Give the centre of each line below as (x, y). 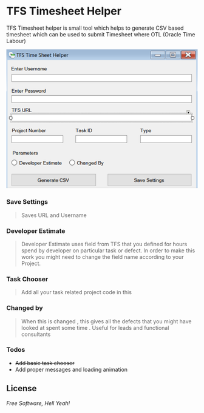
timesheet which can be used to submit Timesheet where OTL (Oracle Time (101, 34)
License (22, 388)
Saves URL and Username (54, 215)
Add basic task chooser (45, 363)
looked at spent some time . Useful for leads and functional (95, 327)
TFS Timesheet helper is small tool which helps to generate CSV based (95, 28)
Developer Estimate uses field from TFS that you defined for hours (104, 244)
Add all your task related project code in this (76, 292)
